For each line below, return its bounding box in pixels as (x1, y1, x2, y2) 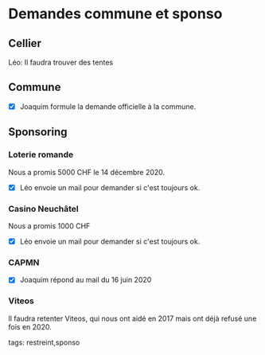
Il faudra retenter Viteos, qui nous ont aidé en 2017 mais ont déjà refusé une (8, 314, 257, 323)
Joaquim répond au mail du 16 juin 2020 (19, 275, 152, 285)
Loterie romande (8, 149, 74, 160)
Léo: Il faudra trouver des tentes (8, 57, 114, 67)
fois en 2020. (8, 322, 52, 331)
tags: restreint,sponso (8, 337, 80, 347)
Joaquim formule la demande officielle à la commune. (19, 101, 197, 111)
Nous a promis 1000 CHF (8, 220, 91, 231)
